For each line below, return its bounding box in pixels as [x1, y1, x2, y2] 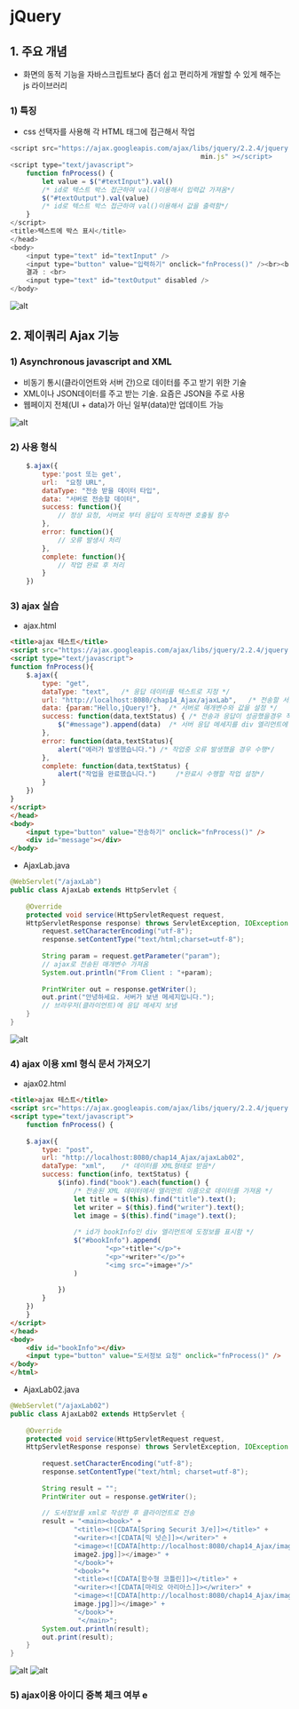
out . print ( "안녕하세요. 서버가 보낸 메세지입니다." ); [42, 993, 216, 1002]
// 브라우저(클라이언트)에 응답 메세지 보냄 [42, 1001, 177, 1010]
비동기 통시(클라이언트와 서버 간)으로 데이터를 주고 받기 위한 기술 [22, 377, 248, 387]
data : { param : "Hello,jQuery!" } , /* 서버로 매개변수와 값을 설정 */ [42, 703, 279, 712]
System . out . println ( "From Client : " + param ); [42, 968, 214, 977]
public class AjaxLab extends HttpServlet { [10, 886, 177, 894]
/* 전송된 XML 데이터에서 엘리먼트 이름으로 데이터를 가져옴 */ [73, 1186, 273, 1196]
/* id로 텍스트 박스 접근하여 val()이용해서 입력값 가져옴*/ [42, 185, 235, 195]
